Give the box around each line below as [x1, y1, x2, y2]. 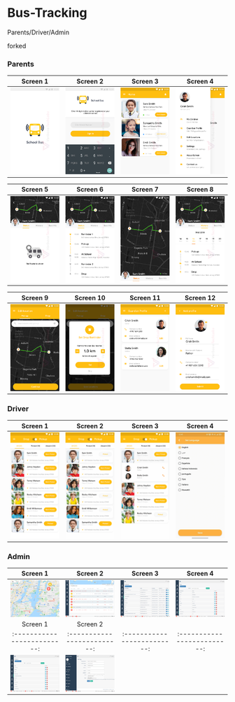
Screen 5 [21, 185, 49, 194]
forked [7, 41, 27, 50]
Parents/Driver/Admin [7, 28, 70, 36]
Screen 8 [186, 185, 214, 194]
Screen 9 [21, 293, 49, 302]
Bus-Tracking [7, 5, 87, 21]
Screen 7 [131, 185, 159, 194]
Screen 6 [76, 185, 104, 194]
